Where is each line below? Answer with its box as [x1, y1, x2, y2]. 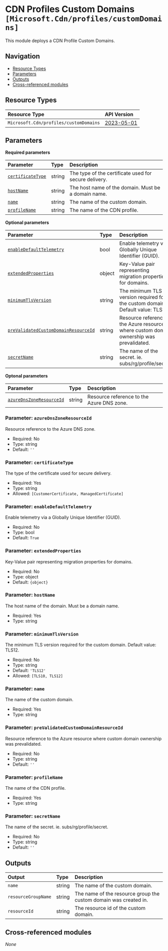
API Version [104, 111, 133, 118]
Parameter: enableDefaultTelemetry [5, 503, 92, 510]
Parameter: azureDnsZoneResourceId [5, 415, 92, 422]
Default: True [12, 535, 39, 541]
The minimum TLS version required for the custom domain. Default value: [5, 642, 156, 648]
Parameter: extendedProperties [5, 547, 81, 554]
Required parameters [5, 149, 50, 156]
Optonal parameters [5, 373, 48, 379]
